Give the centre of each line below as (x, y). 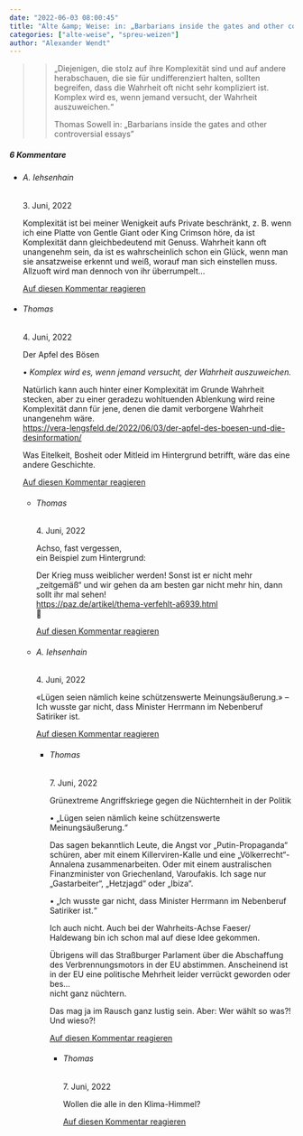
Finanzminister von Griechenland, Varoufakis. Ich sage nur (158, 873)
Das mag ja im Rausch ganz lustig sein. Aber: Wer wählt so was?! (170, 1010)
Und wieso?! (73, 1020)
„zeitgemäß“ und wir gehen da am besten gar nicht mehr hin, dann (159, 585)
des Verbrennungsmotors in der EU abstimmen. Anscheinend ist (169, 964)
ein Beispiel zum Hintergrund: (91, 558)
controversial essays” (94, 134)
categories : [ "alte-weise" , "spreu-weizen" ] (94, 34)
